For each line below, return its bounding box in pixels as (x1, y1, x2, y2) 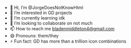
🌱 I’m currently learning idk (9, 15, 65, 21)
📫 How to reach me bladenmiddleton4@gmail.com (9, 26, 115, 31)
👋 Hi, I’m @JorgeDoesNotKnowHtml (9, 5, 83, 10)
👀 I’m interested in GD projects (9, 10, 72, 16)
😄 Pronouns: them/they (9, 33, 59, 39)
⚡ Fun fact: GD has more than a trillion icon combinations (9, 38, 127, 44)
